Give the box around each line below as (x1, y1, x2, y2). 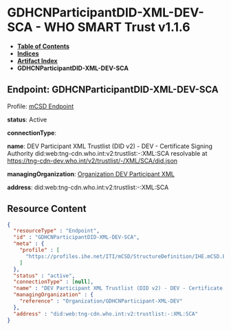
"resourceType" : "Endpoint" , (13, 228, 100, 235)
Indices (16, 49, 39, 58)
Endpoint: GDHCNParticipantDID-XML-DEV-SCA (7, 84, 219, 95)
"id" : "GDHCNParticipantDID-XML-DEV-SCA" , (13, 234, 140, 241)
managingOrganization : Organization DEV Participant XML (7, 169, 175, 178)
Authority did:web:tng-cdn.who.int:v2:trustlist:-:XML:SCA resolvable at (7, 149, 208, 157)
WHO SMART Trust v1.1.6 (43, 19, 190, 35)
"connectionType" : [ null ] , (13, 279, 94, 285)
